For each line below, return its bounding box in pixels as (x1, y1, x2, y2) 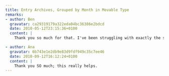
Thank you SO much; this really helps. (14, 63, 98, 68)
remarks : (5, 12, 24, 17)
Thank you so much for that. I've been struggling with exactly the (14, 36, 161, 41)
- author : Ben (5, 17, 35, 22)
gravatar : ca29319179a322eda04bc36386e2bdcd (10, 21, 105, 27)
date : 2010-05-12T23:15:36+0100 (10, 26, 78, 31)
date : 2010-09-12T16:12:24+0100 (10, 54, 78, 59)
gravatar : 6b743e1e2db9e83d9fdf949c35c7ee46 (10, 49, 105, 54)
